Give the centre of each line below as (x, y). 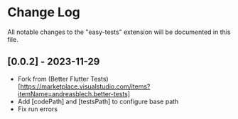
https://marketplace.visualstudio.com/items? (85, 86)
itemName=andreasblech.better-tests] (74, 93)
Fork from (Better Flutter (53, 79)
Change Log (44, 12)
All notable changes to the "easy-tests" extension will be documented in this (119, 32)
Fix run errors (38, 109)
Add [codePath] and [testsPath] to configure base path (98, 101)
